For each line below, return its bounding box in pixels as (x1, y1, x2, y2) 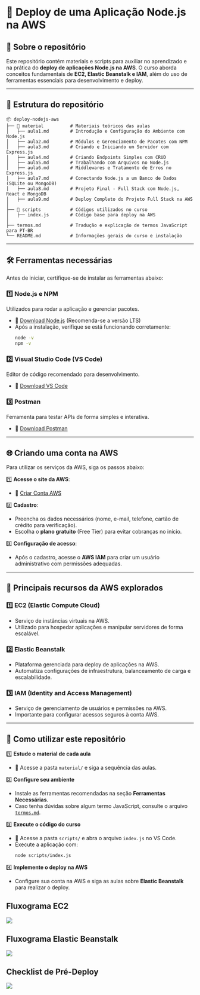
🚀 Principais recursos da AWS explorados (6, 583, 164, 593)
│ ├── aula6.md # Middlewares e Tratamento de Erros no (6, 164, 171, 171)
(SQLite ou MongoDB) (6, 180, 58, 186)
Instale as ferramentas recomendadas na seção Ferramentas (14, 790, 165, 797)
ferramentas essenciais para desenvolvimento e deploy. (6, 77, 143, 84)
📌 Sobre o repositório (6, 42, 86, 52)
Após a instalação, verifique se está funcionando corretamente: (14, 323, 171, 330)
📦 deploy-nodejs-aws (6, 116, 60, 122)
